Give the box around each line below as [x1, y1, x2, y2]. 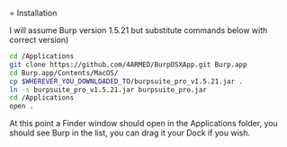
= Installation [9, 8, 58, 18]
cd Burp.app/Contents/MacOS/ [9, 68, 119, 77]
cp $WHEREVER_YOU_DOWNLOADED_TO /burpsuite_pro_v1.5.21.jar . [9, 76, 244, 86]
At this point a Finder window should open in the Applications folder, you [9, 118, 279, 129]
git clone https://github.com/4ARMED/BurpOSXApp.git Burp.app [9, 60, 247, 69]
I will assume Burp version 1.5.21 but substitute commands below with [9, 25, 268, 35]
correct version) [9, 35, 69, 45]
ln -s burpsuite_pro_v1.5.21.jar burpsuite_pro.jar [9, 85, 207, 94]
